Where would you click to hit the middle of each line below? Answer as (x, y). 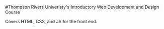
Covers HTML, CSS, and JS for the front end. (51, 22)
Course (13, 12)
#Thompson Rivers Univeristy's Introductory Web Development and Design (82, 7)
